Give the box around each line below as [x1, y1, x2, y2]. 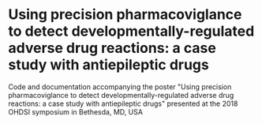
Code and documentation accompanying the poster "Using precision [8, 81, 232, 92]
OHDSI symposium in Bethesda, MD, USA [8, 107, 144, 116]
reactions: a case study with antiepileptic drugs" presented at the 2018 [8, 99, 238, 108]
